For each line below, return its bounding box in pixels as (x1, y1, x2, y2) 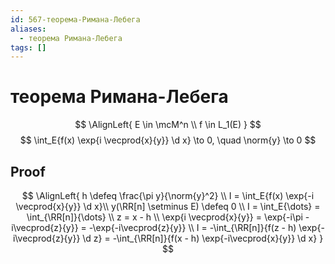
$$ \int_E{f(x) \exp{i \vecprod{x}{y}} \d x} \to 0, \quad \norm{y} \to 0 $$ (19, 134, 317, 146)
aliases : (10, 24, 47, 34)
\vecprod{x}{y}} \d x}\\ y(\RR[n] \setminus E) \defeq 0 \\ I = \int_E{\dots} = (15, 201, 321, 212)
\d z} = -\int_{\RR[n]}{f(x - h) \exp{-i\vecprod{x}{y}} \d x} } (82, 232, 324, 244)
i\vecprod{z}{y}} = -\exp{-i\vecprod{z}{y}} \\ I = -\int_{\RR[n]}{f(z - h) (11, 222, 297, 233)
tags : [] (10, 42, 47, 53)
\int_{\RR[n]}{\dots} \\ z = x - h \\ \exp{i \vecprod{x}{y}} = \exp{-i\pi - (26, 211, 310, 223)
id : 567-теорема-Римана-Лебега (10, 14, 141, 25)
